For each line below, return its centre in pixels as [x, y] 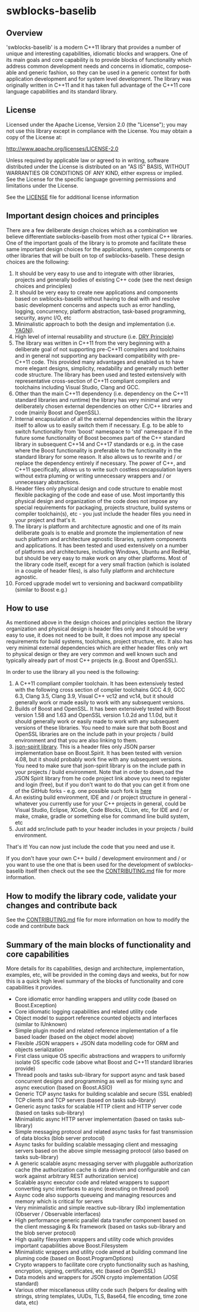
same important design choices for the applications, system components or [99, 249]
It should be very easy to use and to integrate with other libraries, [95, 273]
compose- [179, 66]
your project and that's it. [45, 520]
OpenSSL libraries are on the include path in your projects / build [94, 734]
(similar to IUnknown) [41, 1024]
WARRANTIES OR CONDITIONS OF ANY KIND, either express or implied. [94, 173]
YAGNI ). [24, 330]
